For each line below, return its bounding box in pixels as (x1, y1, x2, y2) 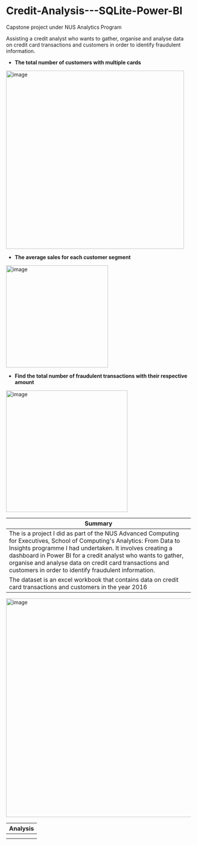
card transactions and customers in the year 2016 (9, 583, 148, 591)
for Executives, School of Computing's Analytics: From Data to (9, 536, 181, 545)
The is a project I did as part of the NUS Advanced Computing (9, 529, 179, 537)
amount (14, 378, 34, 386)
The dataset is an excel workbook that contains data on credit (9, 575, 179, 583)
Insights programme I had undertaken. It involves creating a (9, 544, 173, 552)
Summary (84, 519, 113, 527)
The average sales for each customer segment (14, 253, 131, 260)
